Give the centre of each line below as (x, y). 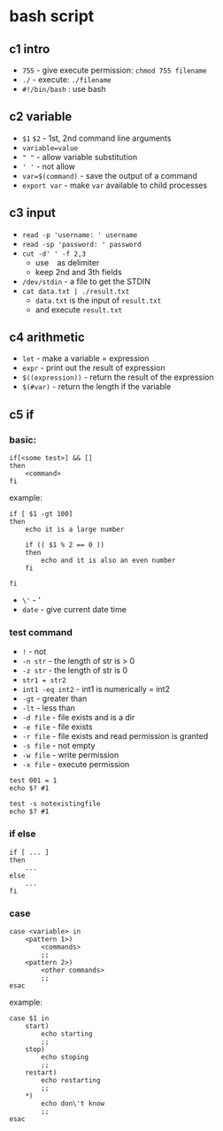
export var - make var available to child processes (115, 185)
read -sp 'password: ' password (81, 244)
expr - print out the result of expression (93, 368)
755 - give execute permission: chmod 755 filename (114, 70)
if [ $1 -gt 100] (41, 514)
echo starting (67, 1034)
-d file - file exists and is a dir (78, 718)
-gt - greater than (54, 699)
